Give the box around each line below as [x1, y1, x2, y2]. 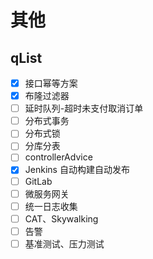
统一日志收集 [24, 200, 78, 212]
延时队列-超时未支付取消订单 [24, 102, 144, 115]
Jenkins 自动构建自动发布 [24, 164, 130, 176]
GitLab [24, 175, 53, 187]
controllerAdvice [24, 151, 93, 163]
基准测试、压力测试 [24, 237, 105, 250]
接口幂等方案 [24, 77, 78, 89]
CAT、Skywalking [24, 212, 99, 225]
